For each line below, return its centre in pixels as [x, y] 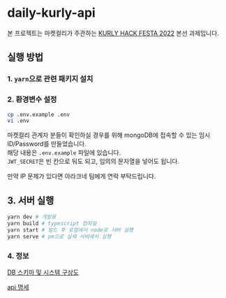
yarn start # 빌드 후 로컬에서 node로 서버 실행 [70, 230]
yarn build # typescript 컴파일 [52, 223]
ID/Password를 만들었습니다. [47, 144]
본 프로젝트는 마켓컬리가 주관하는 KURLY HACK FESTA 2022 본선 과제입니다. [113, 33]
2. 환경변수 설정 [32, 99]
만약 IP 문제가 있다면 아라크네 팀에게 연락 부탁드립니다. [82, 176]
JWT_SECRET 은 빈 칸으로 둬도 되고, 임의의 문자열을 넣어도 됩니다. [93, 162]
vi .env [18, 121]
